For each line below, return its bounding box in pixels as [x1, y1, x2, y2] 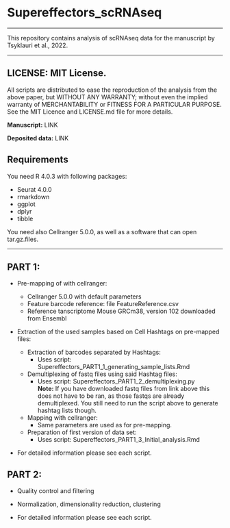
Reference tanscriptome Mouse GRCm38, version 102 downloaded [27, 307, 216, 316]
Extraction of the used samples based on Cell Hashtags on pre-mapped [16, 327, 220, 336]
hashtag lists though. [37, 406, 97, 415]
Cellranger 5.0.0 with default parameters [27, 292, 142, 301]
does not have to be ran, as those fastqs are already [37, 392, 185, 400]
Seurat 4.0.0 [16, 185, 53, 193]
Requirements [7, 154, 68, 166]
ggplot [16, 200, 36, 208]
